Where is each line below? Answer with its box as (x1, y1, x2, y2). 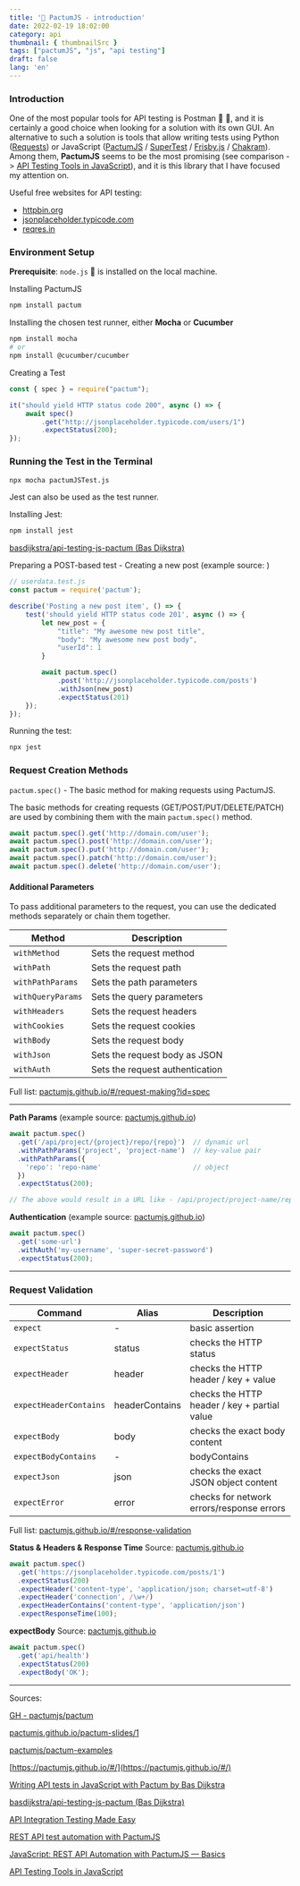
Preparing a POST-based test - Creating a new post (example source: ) (9, 560, 271, 571)
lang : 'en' (9, 64, 50, 73)
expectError (13, 1497, 65, 1507)
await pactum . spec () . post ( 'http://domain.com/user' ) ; (9, 837, 214, 846)
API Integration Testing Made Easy (9, 1813, 137, 1824)
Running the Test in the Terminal (9, 456, 154, 468)
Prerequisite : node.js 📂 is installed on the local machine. (9, 266, 218, 277)
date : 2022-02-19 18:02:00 (9, 21, 110, 30)
